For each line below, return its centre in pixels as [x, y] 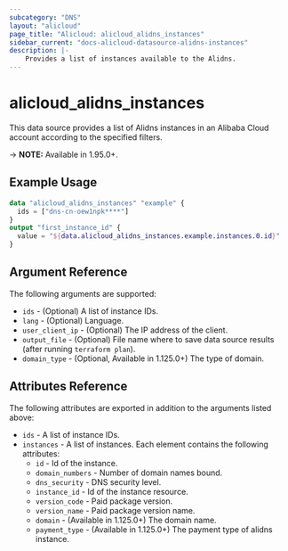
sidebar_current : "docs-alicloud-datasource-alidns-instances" [129, 42]
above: [22, 417]
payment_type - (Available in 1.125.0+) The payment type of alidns [154, 529]
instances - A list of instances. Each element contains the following [145, 444]
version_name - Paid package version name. [115, 510]
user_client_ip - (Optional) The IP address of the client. [125, 330]
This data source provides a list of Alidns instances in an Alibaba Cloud [139, 127]
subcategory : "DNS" [45, 17]
